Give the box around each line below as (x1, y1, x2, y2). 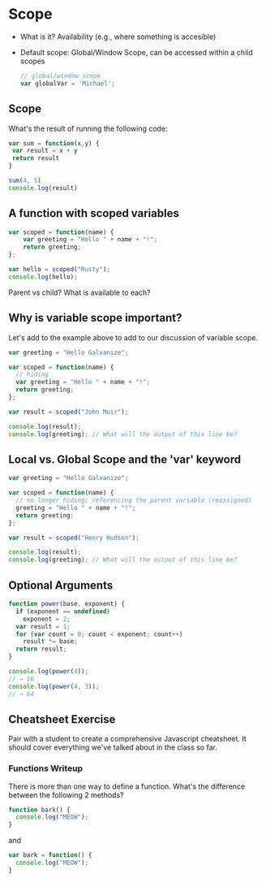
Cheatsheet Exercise (8, 712, 116, 726)
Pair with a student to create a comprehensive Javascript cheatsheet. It (8, 734, 247, 744)
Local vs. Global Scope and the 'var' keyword (8, 452, 242, 466)
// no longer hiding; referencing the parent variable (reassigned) (15, 496, 252, 504)
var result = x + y (11, 147, 79, 155)
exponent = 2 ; (23, 615, 71, 623)
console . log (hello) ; (8, 273, 79, 281)
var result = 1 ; (15, 622, 71, 630)
